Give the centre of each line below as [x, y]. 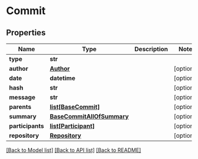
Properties [26, 33]
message [22, 97]
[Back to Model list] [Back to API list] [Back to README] [74, 150]
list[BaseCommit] [75, 107]
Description [151, 49]
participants [27, 126]
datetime [62, 78]
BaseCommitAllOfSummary [89, 116]
